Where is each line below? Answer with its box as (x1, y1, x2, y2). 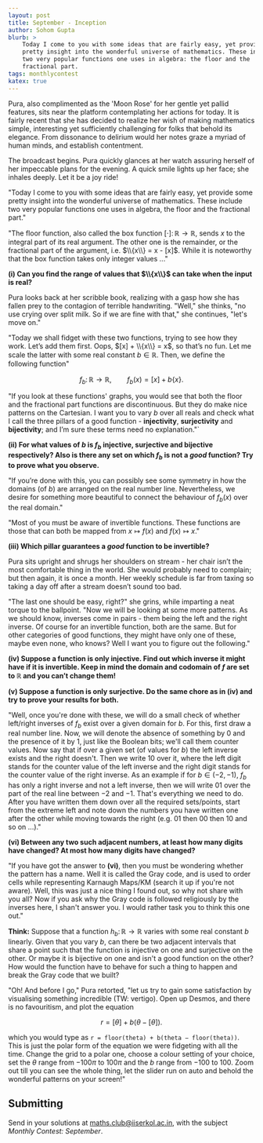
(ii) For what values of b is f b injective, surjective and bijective (8, 440, 214, 451)
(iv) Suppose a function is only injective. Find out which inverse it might (8, 653, 246, 663)
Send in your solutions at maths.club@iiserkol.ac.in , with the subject (8, 1118, 229, 1127)
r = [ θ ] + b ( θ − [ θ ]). (100, 1017, 163, 1027)
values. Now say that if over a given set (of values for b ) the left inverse (8, 745, 239, 754)
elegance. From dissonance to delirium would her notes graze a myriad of (8, 132, 247, 141)
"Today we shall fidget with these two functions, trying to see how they (8, 333, 238, 342)
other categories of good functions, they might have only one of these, (8, 630, 236, 640)
